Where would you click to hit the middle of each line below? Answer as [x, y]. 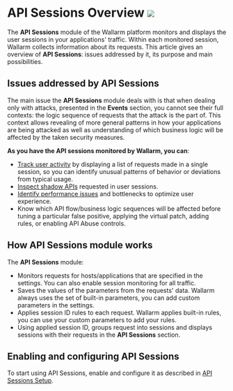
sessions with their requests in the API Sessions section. [99, 335]
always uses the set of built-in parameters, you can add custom [109, 298]
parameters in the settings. [56, 305]
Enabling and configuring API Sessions [93, 356]
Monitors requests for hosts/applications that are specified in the [110, 276]
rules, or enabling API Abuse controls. [72, 223]
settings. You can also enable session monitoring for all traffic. [106, 282]
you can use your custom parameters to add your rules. [97, 320]
